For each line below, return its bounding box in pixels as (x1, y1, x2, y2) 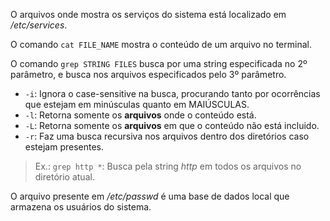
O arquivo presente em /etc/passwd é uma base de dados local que (10, 190, 290, 202)
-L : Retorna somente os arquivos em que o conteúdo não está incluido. (24, 120, 320, 131)
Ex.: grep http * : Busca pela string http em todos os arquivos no (34, 160, 302, 172)
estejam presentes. (24, 141, 105, 153)
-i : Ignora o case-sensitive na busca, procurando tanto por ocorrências (24, 88, 321, 99)
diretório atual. (34, 171, 95, 183)
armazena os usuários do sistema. (10, 201, 152, 213)
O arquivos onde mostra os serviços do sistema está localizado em (10, 9, 287, 20)
